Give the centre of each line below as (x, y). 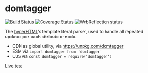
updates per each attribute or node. (41, 36)
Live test (14, 66)
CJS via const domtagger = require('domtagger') (62, 56)
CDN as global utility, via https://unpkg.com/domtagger (68, 46)
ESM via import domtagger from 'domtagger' (57, 51)
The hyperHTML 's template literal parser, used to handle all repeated (74, 31)
